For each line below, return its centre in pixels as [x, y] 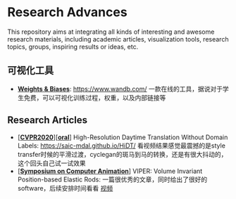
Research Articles [48, 120]
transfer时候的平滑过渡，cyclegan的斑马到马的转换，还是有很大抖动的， [122, 154]
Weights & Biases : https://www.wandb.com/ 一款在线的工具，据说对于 [120, 89]
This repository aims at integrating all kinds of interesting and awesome [111, 32]
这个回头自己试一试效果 [51, 163]
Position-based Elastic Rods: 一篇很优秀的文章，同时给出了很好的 [112, 179]
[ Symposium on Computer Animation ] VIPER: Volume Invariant [110, 171]
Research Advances [68, 12]
